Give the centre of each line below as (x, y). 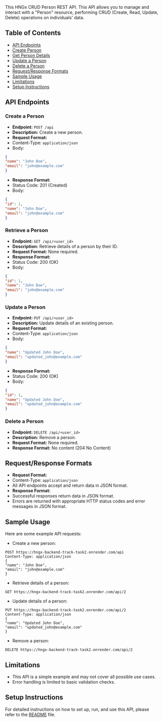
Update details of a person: (40, 601)
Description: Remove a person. (44, 437)
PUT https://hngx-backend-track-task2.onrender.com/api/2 (66, 610)
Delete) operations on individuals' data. (45, 17)
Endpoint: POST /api (33, 127)
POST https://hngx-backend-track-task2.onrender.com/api (65, 552)
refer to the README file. (30, 714)
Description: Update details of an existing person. (63, 323)
